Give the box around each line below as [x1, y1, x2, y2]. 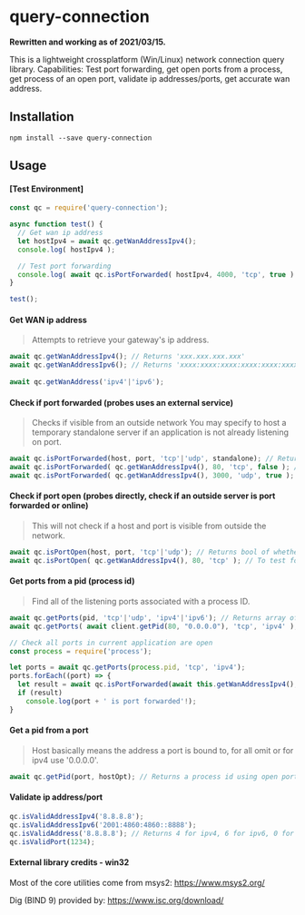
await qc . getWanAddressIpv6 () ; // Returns [9, 360, 172, 369]
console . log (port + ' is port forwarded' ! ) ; [25, 696, 197, 705]
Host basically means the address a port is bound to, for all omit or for [31, 744, 294, 755]
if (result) [17, 688, 64, 698]
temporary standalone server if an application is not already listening [31, 427, 289, 438]
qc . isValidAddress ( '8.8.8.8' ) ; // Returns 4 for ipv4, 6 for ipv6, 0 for [9, 829, 295, 838]
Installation [9, 109, 74, 124]
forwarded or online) [9, 500, 89, 511]
